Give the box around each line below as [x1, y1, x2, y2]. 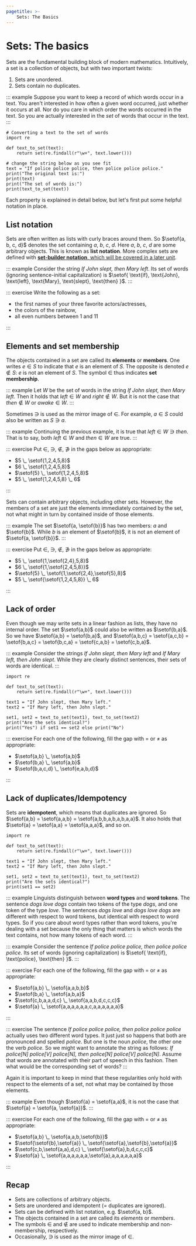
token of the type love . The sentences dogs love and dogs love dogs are [6, 906, 180, 913]
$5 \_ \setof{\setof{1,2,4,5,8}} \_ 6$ [14, 576, 99, 583]
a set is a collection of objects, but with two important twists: [6, 65, 153, 72]
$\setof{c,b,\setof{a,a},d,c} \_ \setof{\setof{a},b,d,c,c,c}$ [14, 1145, 153, 1152]
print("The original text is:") [6, 171, 85, 177]
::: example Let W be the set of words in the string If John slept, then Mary [6, 387, 185, 394]
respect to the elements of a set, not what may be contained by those [6, 1080, 174, 1087]
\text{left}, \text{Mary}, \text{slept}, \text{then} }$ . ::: [6, 278, 133, 285]
